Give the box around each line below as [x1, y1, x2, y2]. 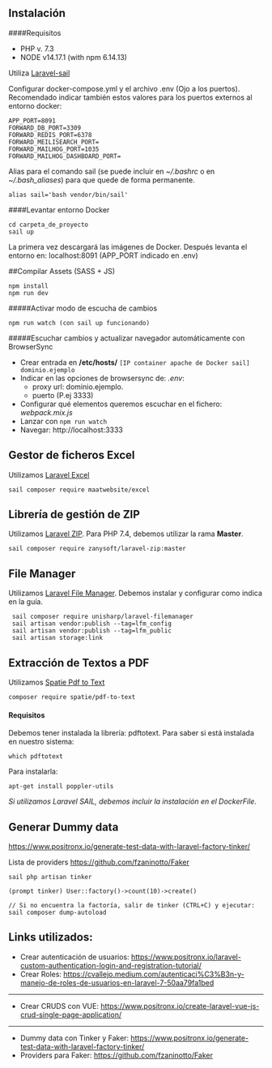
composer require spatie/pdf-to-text [8, 693, 136, 701]
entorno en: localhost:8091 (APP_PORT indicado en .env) [8, 251, 198, 260]
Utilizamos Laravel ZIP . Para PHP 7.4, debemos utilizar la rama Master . [8, 529, 244, 538]
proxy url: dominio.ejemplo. [32, 381, 124, 392]
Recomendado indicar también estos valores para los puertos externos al [8, 92, 253, 102]
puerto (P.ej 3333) [32, 390, 94, 400]
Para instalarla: [8, 766, 58, 777]
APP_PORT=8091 [8, 117, 57, 125]
